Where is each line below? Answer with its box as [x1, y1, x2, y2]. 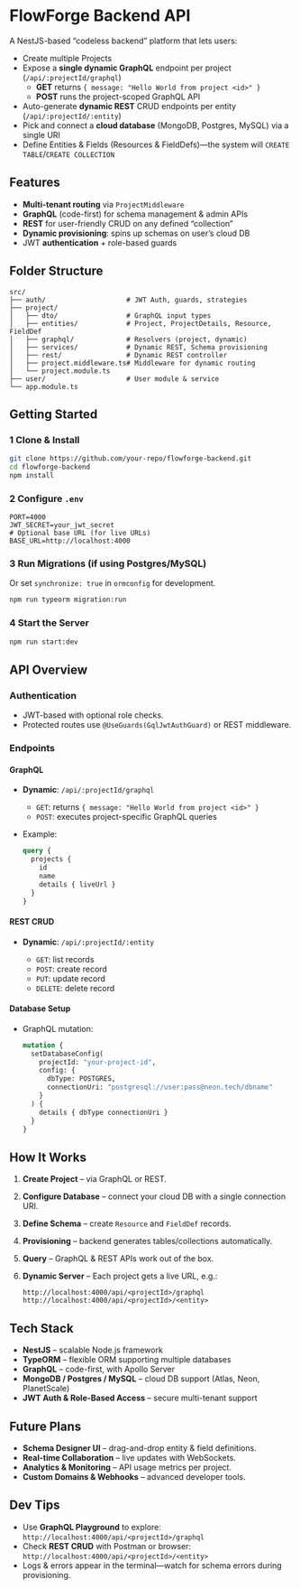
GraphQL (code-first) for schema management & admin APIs [22, 209, 249, 219]
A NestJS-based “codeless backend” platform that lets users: [9, 35, 238, 46]
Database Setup [9, 1003, 71, 1014]
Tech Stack [9, 1320, 74, 1336]
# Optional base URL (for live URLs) [9, 529, 151, 538]
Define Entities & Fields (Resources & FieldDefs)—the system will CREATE [22, 139, 290, 150]
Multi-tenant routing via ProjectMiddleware [22, 199, 185, 209]
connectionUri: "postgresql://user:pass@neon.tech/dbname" [46, 1083, 273, 1092]
